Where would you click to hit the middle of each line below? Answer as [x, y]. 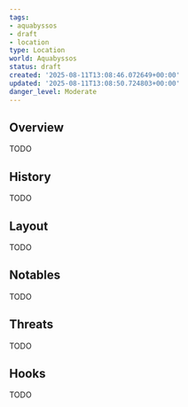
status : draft [35, 67]
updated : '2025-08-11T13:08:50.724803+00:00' [94, 83]
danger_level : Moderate [53, 91]
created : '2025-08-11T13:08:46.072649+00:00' [94, 75]
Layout [29, 226]
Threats [31, 325]
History [30, 177]
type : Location [37, 51]
